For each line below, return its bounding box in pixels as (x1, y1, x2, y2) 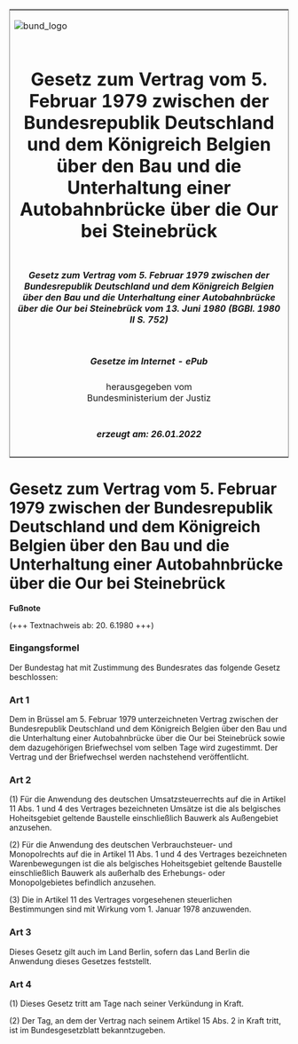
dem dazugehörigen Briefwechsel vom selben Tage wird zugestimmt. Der (9, 742, 278, 753)
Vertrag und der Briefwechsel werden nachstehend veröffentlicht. (9, 752, 250, 762)
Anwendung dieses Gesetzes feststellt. (9, 955, 153, 967)
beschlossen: (9, 671, 59, 682)
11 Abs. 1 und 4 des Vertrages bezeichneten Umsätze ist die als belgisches (9, 803, 281, 814)
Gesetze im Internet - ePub (90, 355, 208, 367)
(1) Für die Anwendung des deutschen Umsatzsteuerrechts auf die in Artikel (9, 794, 286, 805)
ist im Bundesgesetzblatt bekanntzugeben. (9, 1024, 166, 1035)
